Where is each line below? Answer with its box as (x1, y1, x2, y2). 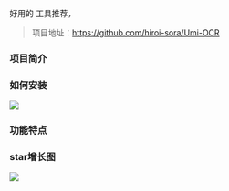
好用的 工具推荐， (9, 8, 76, 18)
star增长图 (9, 151, 57, 164)
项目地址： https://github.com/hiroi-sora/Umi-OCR (31, 27, 221, 38)
